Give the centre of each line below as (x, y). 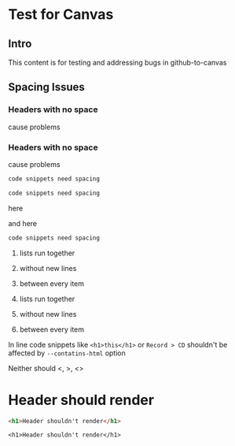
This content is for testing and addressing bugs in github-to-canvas (117, 62)
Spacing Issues (46, 87)
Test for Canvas (61, 15)
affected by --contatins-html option (67, 353)
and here (23, 223)
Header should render (81, 400)
